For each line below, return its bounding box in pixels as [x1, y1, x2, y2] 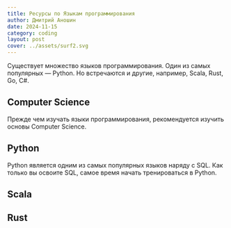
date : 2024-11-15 [7, 23, 58, 30]
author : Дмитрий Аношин [7, 17, 77, 24]
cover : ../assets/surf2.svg [7, 42, 89, 49]
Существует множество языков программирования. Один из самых [7, 62, 211, 70]
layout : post [7, 36, 45, 43]
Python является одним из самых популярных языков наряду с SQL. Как [7, 161, 223, 169]
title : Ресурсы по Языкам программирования [7, 10, 136, 17]
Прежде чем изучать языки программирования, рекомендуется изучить [7, 115, 225, 123]
